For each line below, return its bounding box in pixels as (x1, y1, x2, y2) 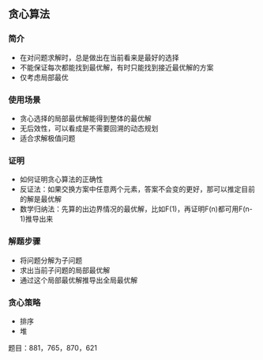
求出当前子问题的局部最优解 (19, 265, 111, 275)
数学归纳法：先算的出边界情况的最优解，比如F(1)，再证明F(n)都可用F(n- (19, 204, 253, 214)
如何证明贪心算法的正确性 (19, 175, 103, 184)
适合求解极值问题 (19, 133, 76, 142)
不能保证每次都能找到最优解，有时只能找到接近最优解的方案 (19, 63, 214, 72)
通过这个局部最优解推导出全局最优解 (19, 275, 138, 285)
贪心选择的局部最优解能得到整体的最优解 (19, 113, 152, 123)
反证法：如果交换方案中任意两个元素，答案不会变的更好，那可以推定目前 (19, 184, 255, 194)
